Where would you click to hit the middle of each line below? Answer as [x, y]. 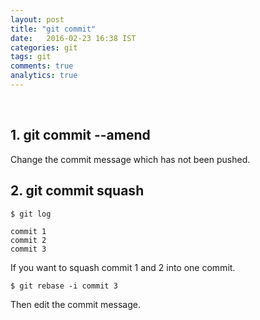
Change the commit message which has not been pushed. [130, 159]
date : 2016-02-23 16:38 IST [73, 38]
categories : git [44, 47]
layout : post [37, 19]
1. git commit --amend [80, 135]
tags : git [31, 57]
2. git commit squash [77, 191]
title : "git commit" [53, 29]
